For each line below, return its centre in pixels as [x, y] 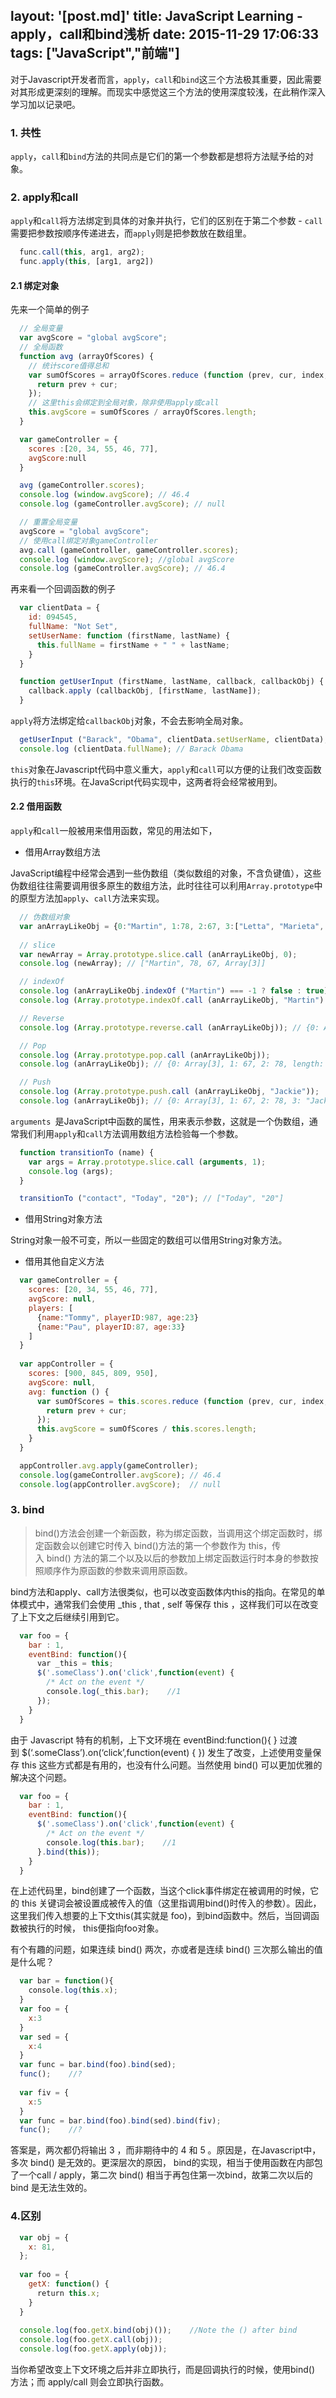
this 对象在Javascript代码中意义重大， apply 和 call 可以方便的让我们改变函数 [166, 769]
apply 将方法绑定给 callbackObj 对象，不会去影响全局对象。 [129, 721]
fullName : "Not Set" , [73, 627]
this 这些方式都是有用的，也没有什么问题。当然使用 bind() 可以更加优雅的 [172, 1765]
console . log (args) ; [71, 1171]
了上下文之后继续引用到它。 [67, 1616]
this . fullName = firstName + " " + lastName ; [133, 645]
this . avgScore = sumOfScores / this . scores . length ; [146, 1429]
